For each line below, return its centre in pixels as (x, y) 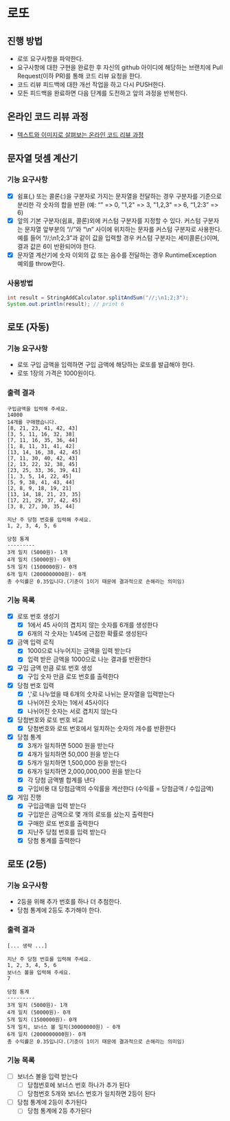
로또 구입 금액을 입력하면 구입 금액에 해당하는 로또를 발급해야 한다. (106, 365)
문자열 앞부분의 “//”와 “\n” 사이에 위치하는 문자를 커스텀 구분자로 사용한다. (123, 229)
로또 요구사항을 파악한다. (50, 59)
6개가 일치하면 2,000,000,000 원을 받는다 (84, 772)
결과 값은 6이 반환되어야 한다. (56, 246)
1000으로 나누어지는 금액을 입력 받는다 (79, 651)
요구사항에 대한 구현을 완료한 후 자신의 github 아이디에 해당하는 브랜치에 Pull (120, 67)
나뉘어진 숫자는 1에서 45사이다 (68, 702)
